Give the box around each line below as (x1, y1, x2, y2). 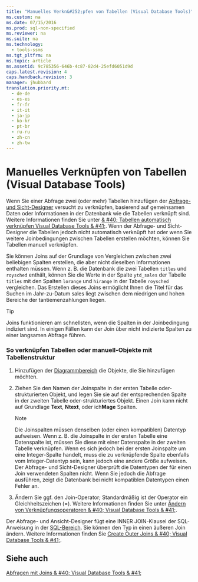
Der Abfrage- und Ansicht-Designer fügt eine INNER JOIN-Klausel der (6, 517, 177, 524)
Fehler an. (14, 482, 39, 489)
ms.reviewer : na (6, 31, 46, 36)
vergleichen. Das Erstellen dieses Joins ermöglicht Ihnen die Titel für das (6, 284, 183, 291)
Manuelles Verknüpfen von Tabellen (6, 165, 187, 178)
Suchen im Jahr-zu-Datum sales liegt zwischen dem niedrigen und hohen (6, 290, 185, 297)
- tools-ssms (11, 47, 44, 53)
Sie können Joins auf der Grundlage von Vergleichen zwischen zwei (6, 252, 172, 260)
